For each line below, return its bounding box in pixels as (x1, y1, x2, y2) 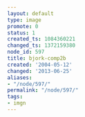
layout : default (7, 10, 54, 17)
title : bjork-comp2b (7, 55, 67, 62)
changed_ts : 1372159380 (7, 42, 76, 49)
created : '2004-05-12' (7, 61, 73, 68)
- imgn (7, 100, 26, 107)
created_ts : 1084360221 (7, 36, 76, 43)
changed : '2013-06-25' (7, 67, 73, 74)
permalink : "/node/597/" (7, 87, 79, 94)
